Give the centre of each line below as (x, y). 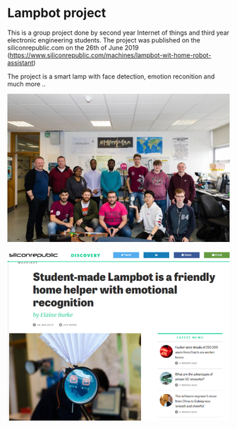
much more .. (26, 83)
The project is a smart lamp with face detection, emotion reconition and (111, 76)
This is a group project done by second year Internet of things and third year (119, 33)
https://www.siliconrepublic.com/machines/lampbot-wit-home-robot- (110, 55)
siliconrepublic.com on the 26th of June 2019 (73, 47)
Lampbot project (57, 13)
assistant (20, 62)
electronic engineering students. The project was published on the (104, 40)
